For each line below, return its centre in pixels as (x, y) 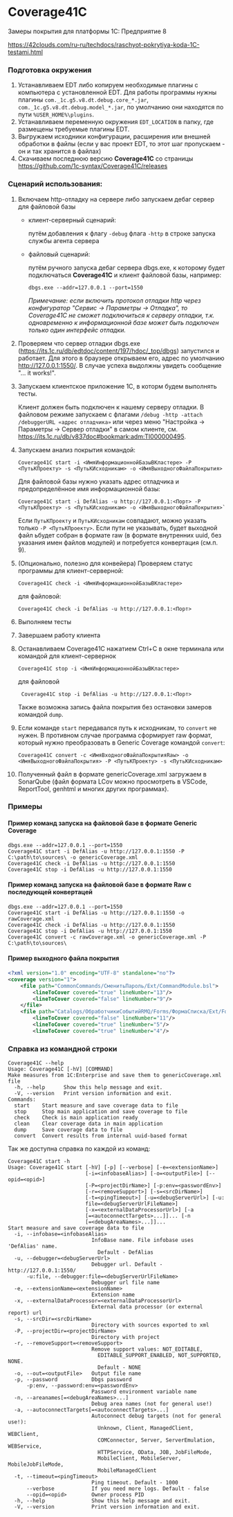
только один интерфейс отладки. (77, 330)
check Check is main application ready (76, 1118)
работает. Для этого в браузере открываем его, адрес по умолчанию (121, 358)
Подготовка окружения (50, 70)
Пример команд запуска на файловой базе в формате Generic (103, 823)
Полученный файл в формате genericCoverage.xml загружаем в (112, 774)
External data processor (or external (147, 1307)
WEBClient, (24, 1435)
